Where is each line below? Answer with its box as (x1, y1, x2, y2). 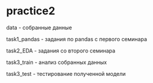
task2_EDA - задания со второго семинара (6, 47, 116, 54)
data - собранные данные (6, 24, 72, 31)
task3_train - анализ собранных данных (6, 59, 107, 66)
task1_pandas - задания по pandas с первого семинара (6, 35, 148, 42)
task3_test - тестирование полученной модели (6, 70, 126, 77)
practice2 (6, 4, 56, 18)
